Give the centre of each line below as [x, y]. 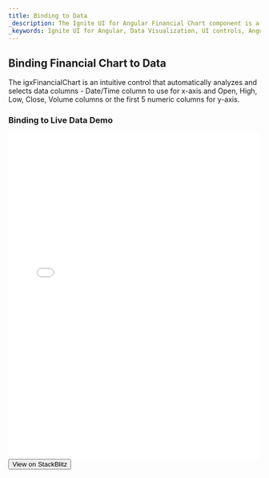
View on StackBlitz [40, 465]
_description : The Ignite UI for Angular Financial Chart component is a [134, 23]
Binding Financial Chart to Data [87, 63]
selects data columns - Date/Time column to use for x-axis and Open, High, [133, 91]
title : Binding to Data [48, 16]
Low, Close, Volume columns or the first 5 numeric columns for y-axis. [124, 99]
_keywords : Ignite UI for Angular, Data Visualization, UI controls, [127, 30]
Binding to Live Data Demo [61, 120]
